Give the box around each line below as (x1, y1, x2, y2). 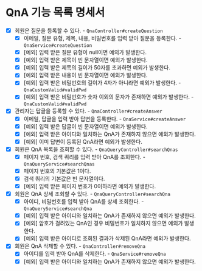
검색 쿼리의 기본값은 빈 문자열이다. (23, 175, 105, 182)
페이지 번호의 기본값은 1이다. (23, 167, 91, 174)
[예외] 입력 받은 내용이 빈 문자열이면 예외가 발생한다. (23, 71, 148, 79)
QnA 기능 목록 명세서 (5, 5, 105, 19)
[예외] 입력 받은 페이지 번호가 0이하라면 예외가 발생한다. (23, 183, 156, 189)
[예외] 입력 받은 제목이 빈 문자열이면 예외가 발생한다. (23, 56, 148, 64)
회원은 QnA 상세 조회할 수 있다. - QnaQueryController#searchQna (14, 190, 171, 198)
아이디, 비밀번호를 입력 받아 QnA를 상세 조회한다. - (23, 198, 144, 205)
